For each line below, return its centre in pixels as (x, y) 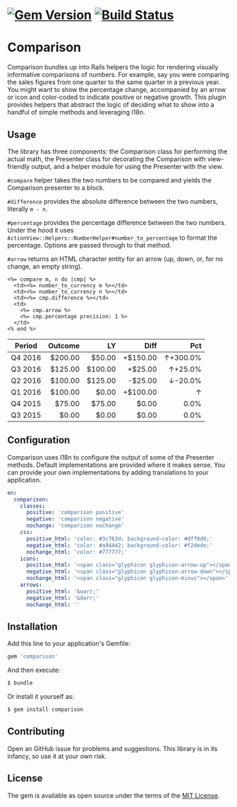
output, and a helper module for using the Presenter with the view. (127, 166)
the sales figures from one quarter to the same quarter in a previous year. (114, 82)
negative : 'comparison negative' (75, 519)
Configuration (39, 440)
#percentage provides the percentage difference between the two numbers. (117, 222)
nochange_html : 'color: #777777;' (77, 552)
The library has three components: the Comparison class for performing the (117, 151)
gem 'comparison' (33, 657)
